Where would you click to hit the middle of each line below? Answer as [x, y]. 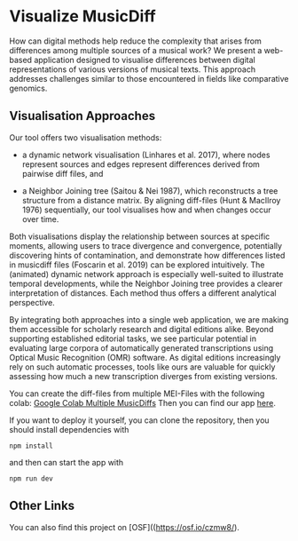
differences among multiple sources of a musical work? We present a [136, 50]
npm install [31, 446]
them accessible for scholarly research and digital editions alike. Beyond [141, 329]
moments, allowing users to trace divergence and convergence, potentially [145, 245]
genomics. [28, 88]
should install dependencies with [69, 429]
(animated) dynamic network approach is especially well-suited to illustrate [146, 274]
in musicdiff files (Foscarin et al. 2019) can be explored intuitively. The [137, 265]
